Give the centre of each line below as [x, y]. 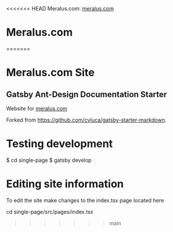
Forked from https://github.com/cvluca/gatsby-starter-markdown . [86, 120]
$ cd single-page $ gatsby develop [49, 160]
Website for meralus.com [37, 108]
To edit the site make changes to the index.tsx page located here [85, 200]
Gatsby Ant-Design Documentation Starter [86, 94]
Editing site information [65, 184]
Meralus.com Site [50, 73]
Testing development [60, 144]
